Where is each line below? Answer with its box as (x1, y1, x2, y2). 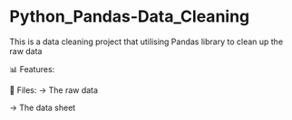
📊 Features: (9, 63, 55, 74)
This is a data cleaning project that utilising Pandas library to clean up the (9, 36, 284, 47)
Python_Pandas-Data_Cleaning (9, 6, 250, 27)
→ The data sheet (9, 102, 76, 113)
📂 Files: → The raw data (9, 84, 98, 96)
